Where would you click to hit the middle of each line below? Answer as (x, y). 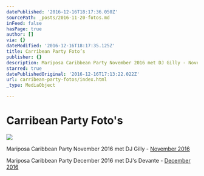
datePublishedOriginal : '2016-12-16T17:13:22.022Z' (73, 74)
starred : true (24, 68)
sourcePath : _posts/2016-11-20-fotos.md (58, 18)
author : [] (20, 35)
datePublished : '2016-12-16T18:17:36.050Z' (62, 12)
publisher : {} (24, 57)
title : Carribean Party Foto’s (46, 52)
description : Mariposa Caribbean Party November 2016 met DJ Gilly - (96, 63)
